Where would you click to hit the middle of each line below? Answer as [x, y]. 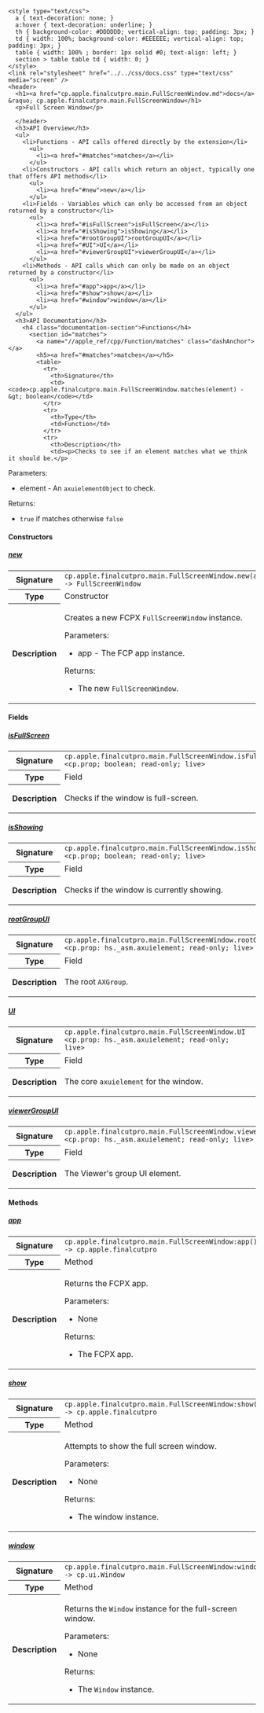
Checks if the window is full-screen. [131, 798]
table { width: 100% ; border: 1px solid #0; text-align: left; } [126, 53]
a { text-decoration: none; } [64, 18]
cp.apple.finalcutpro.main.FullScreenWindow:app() [161, 1241]
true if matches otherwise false [71, 518]
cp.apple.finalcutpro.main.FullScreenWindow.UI [155, 1032]
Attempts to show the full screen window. [141, 1446]
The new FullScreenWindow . [128, 688]
